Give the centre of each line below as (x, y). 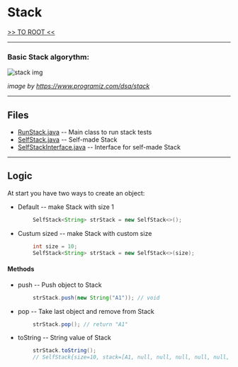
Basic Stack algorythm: (49, 57)
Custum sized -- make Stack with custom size (85, 233)
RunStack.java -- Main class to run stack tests (85, 132)
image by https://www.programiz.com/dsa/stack (79, 86)
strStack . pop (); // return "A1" (81, 324)
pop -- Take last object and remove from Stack (86, 311)
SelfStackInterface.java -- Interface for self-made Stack (99, 147)
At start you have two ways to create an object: (76, 193)
